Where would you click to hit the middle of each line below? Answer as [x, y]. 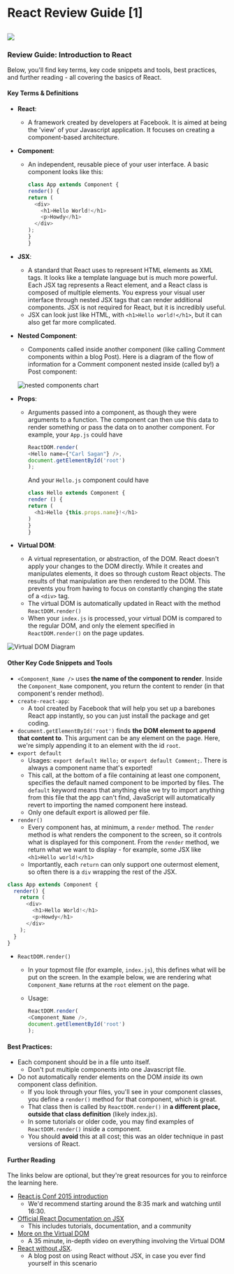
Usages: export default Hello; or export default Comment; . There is [127, 760]
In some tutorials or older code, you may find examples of [111, 1121]
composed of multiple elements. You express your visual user [116, 292]
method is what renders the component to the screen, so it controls [125, 835]
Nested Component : [47, 335]
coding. [39, 723]
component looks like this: [65, 172]
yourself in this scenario [63, 1264]
